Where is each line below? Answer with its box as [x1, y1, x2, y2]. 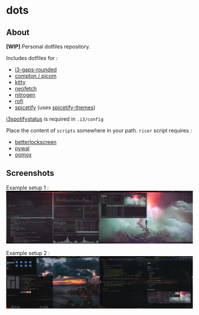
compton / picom [14, 73, 57, 79]
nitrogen [14, 92, 36, 98]
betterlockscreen [14, 138, 57, 146]
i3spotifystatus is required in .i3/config [6, 115, 104, 122]
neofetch [14, 85, 37, 92]
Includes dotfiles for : [6, 55, 58, 61]
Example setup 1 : [6, 184, 49, 191]
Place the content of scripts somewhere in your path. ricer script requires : [6, 127, 192, 134]
